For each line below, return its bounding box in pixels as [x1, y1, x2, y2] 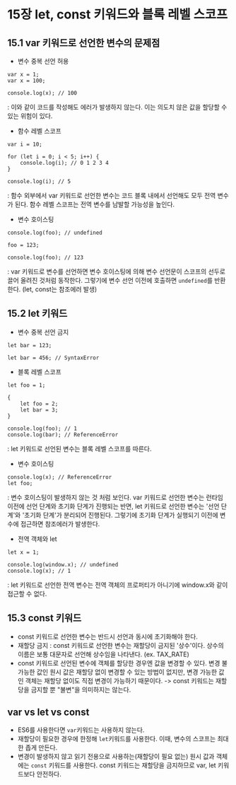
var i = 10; [7, 141, 42, 148]
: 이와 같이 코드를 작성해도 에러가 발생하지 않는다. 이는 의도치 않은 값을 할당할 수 [7, 103, 228, 111]
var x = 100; [7, 77, 46, 84]
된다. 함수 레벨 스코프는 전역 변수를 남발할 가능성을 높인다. [14, 200, 175, 209]
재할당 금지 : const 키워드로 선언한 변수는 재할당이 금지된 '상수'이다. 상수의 [17, 641, 224, 649]
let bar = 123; [7, 342, 52, 349]
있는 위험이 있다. [7, 112, 53, 120]
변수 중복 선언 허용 [17, 57, 69, 65]
